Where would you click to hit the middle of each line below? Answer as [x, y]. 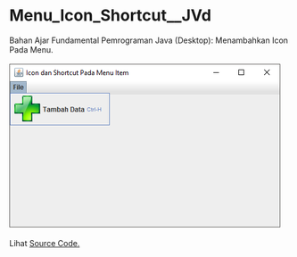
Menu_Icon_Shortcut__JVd [111, 16]
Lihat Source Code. [45, 243]
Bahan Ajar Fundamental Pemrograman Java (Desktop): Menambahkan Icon [148, 40]
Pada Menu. [31, 49]
